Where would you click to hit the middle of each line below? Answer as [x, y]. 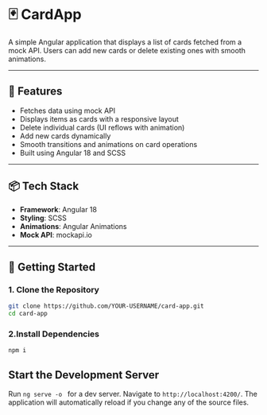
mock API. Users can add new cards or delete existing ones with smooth [127, 50]
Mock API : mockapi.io [56, 235]
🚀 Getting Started [52, 267]
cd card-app [28, 314]
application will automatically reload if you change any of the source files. [128, 402]
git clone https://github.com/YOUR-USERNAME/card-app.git [106, 306]
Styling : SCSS [43, 218]
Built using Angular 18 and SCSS [72, 153]
